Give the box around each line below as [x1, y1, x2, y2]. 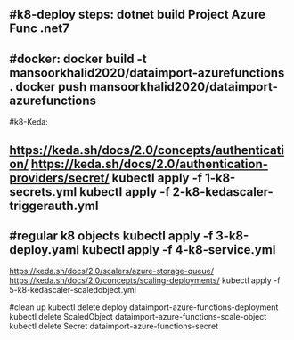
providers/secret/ [9, 170, 110, 185]
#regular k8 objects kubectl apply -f [9, 228, 214, 243]
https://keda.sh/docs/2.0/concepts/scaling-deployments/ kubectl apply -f [9, 275, 281, 286]
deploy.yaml [9, 242, 80, 257]
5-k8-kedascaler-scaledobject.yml [9, 285, 136, 295]
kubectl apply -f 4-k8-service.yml [81, 242, 276, 257]
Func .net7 [9, 21, 69, 36]
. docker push [9, 79, 87, 94]
